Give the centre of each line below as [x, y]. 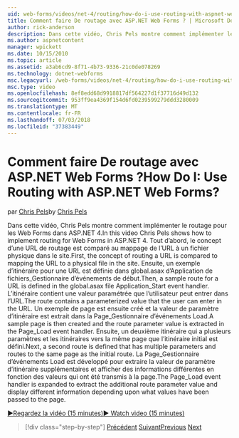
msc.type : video [31, 87]
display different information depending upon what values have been [108, 392]
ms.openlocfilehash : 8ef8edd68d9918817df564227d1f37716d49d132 [103, 93]
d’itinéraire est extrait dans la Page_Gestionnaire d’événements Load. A [111, 316]
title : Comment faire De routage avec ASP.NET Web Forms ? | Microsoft [116, 21]
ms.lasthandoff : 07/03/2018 [49, 120]
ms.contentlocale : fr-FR [44, 113]
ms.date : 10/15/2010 [38, 54]
